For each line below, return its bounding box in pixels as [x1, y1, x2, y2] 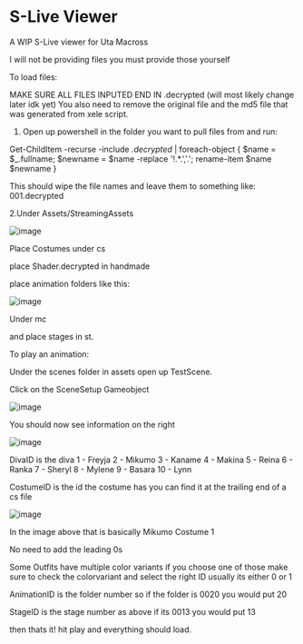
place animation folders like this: [9, 278, 130, 289]
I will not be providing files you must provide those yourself [9, 54, 231, 64]
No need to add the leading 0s [9, 543, 123, 555]
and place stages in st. [9, 331, 94, 342]
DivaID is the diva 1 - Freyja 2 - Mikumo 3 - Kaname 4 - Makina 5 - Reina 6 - [9, 454, 293, 465]
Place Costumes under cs [9, 243, 106, 253]
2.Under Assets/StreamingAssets [9, 207, 134, 219]
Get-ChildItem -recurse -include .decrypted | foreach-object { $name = [9, 144, 277, 154]
